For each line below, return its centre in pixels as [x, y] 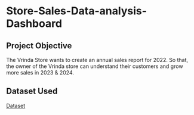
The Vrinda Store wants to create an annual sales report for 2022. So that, [97, 60]
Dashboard [34, 24]
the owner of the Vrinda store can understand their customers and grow [95, 66]
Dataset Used [32, 91]
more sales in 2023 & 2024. [40, 72]
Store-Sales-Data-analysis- [77, 11]
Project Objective [39, 46]
